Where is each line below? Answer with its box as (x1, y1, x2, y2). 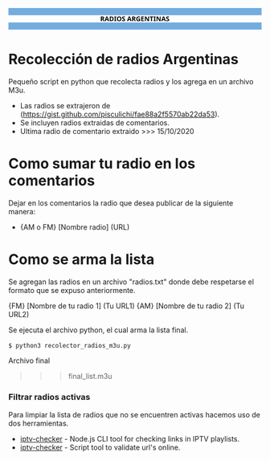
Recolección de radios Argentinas (8, 50, 239, 68)
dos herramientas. (8, 418, 69, 428)
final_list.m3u (67, 372, 112, 381)
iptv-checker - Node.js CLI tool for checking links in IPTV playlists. (19, 434, 240, 443)
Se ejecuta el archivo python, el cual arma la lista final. (8, 325, 189, 335)
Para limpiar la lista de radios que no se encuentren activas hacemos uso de (8, 409, 261, 419)
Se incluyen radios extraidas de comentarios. (19, 117, 170, 128)
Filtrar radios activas (8, 392, 91, 403)
